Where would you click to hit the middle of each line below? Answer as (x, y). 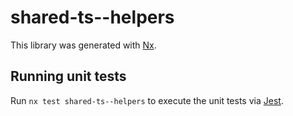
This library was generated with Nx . (83, 45)
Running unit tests (68, 76)
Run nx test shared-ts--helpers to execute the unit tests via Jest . (147, 100)
